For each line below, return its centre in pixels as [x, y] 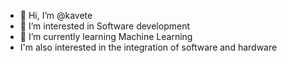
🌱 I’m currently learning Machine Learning [106, 36]
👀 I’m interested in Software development [104, 26]
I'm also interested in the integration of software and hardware [148, 47]
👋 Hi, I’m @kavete [56, 15]
